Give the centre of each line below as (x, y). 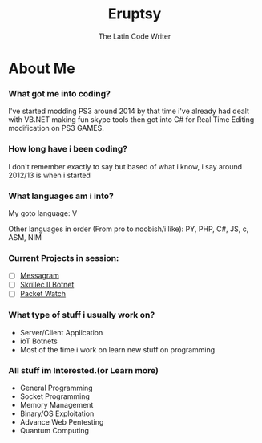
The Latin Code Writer (135, 36)
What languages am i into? (61, 196)
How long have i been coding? (68, 149)
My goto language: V (43, 213)
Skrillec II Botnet (47, 285)
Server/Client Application (61, 332)
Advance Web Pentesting (62, 422)
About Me (42, 69)
